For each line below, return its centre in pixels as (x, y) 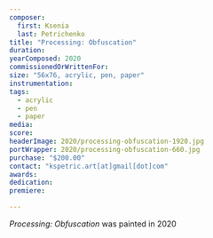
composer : (28, 17)
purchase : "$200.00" (47, 158)
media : (21, 125)
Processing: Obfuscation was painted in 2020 (93, 224)
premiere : (28, 191)
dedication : (31, 183)
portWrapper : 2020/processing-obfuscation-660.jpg (105, 149)
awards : (24, 174)
